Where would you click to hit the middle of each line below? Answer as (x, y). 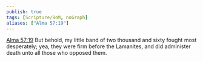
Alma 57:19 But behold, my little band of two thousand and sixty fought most (101, 40)
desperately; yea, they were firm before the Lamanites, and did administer (98, 46)
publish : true (24, 12)
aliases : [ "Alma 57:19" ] (38, 23)
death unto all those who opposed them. (57, 53)
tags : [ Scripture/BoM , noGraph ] (47, 17)
